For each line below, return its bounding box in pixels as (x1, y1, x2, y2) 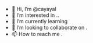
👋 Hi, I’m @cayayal (11, 6, 56, 12)
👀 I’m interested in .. (11, 12, 59, 19)
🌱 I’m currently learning (11, 18, 68, 24)
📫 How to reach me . (11, 31, 63, 37)
